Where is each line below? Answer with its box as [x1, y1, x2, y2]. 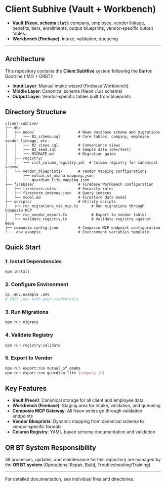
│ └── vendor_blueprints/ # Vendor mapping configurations [5, 169, 147, 174]
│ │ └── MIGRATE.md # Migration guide [5, 151, 116, 156]
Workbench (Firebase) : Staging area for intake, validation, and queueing [12, 403, 161, 409]
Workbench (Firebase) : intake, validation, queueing [12, 36, 118, 42]
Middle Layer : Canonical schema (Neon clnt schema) [12, 88, 123, 94]
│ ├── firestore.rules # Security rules [5, 186, 114, 191]
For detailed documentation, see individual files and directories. [5, 476, 135, 482]
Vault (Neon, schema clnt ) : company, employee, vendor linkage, [12, 20, 146, 26]
